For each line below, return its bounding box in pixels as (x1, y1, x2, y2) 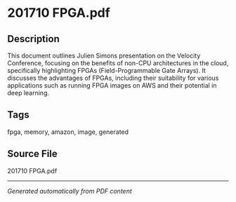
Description (7, 33, 60, 45)
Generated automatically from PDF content (7, 187, 132, 195)
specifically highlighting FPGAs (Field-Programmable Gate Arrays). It (7, 67, 206, 74)
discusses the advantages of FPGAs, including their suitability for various (7, 74, 219, 82)
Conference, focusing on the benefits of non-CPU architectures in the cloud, (7, 59, 229, 67)
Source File (7, 148, 58, 160)
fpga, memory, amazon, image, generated (7, 128, 129, 136)
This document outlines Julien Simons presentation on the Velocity (7, 51, 201, 60)
